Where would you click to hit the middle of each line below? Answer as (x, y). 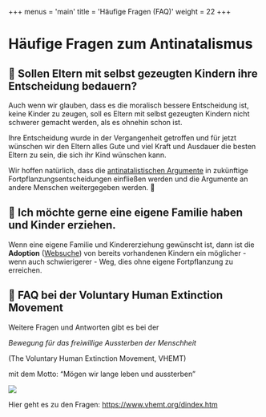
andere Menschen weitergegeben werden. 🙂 (82, 187)
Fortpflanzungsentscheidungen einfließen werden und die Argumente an (128, 179)
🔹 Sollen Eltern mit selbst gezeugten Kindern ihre (133, 73)
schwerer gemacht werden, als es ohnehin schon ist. (95, 122)
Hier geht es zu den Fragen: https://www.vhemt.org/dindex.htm (113, 404)
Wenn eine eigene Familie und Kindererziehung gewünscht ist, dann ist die (131, 245)
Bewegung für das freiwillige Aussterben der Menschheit (102, 342)
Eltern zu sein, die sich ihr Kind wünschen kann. (87, 155)
